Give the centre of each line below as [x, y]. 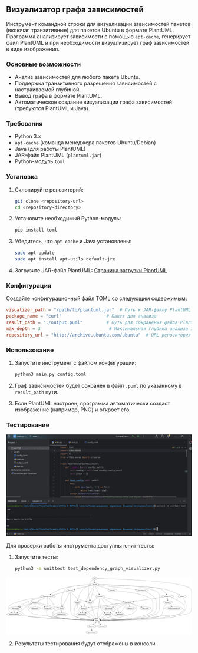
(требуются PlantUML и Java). [52, 108]
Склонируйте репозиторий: [49, 189]
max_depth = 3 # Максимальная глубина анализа [97, 329]
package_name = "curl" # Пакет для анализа [82, 316]
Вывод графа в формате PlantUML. [58, 96]
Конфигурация [29, 286]
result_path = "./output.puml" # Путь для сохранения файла [92, 323]
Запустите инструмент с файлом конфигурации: [75, 363]
